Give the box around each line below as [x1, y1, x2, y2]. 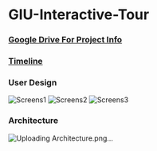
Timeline [8, 56, 43, 67]
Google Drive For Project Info [8, 34, 123, 46]
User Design [8, 77, 57, 88]
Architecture [8, 115, 59, 126]
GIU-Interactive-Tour [8, 6, 150, 24]
